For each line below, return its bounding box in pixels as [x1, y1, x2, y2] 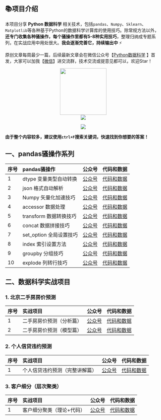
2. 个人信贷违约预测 [5, 343, 52, 350]
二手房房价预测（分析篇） [22, 318, 83, 325]
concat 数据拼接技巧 [22, 222, 70, 229]
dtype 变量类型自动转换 [22, 175, 78, 182]
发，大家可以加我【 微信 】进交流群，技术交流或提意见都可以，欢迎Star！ [5, 58, 153, 64]
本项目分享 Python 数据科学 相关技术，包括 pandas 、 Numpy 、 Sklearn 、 [5, 21, 146, 27]
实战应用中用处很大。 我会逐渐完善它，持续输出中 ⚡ [18, 39, 122, 46]
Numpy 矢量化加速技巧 [22, 194, 76, 201]
